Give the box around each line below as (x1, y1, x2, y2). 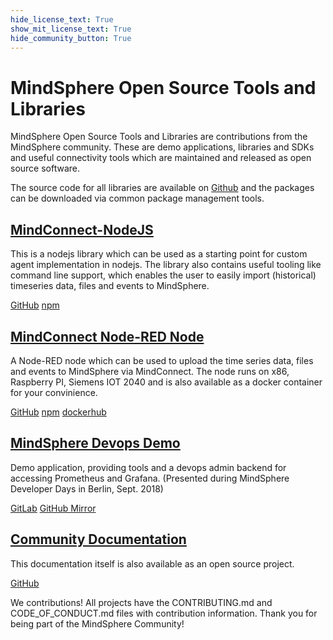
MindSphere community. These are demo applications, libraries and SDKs (10, 141, 315, 153)
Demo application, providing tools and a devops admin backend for (10, 461, 287, 473)
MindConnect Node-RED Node (10, 328, 205, 345)
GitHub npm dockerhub (10, 406, 107, 418)
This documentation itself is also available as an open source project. (10, 557, 295, 570)
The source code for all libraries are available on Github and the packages (10, 182, 315, 194)
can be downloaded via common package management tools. (10, 192, 265, 205)
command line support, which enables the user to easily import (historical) (10, 269, 317, 281)
